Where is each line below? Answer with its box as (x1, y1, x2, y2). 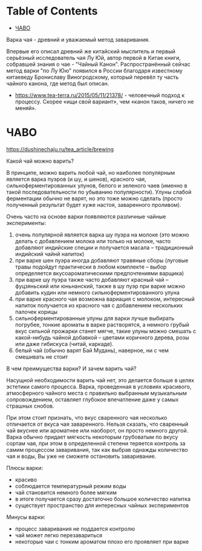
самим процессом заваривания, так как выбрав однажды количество (6, 446, 189, 453)
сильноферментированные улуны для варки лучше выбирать (15, 315, 175, 322)
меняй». (15, 104, 37, 111)
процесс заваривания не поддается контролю (15, 525, 135, 532)
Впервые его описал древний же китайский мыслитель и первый (6, 47, 175, 55)
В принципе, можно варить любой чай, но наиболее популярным (6, 169, 175, 176)
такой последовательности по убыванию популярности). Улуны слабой (6, 188, 192, 195)
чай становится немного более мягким (15, 489, 117, 496)
